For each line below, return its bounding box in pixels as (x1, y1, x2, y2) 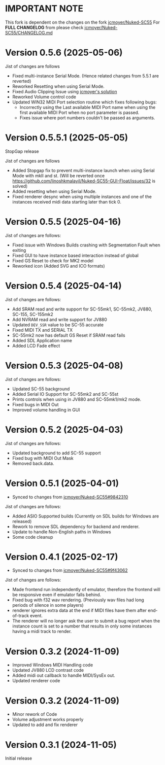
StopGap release (5, 148, 39, 154)
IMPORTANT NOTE (5, 3, 84, 14)
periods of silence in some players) (12, 602, 84, 608)
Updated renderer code (12, 678, 61, 684)
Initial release (5, 755, 32, 762)
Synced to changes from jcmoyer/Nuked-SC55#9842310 (12, 494, 129, 500)
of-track (12, 613, 29, 619)
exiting (12, 247, 26, 253)
